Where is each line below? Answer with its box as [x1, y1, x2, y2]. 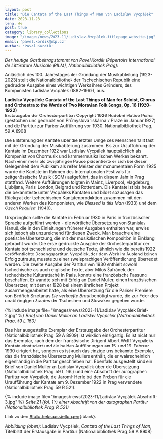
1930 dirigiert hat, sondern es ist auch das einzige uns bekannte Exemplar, [5, 348, 155, 354]
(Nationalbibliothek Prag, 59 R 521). [5, 384, 76, 390]
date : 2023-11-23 [5, 16, 40, 21]
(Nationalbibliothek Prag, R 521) [5, 404, 69, 410]
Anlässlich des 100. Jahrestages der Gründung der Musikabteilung [5, 71, 139, 77]
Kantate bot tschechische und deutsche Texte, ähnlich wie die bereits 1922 [5, 246, 156, 252]
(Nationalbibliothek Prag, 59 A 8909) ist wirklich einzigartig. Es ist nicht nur [5, 332, 156, 338]
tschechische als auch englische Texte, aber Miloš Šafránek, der [5, 266, 135, 272]
